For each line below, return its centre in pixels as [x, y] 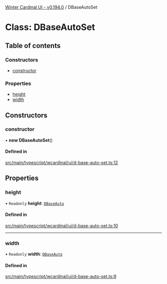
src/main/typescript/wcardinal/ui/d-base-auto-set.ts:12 [62, 163]
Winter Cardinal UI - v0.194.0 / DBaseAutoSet [51, 7]
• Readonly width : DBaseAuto [34, 254]
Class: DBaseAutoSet [50, 27]
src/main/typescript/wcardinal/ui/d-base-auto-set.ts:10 [62, 225]
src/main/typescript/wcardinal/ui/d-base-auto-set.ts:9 [61, 277]
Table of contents [33, 46]
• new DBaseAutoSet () [29, 140]
